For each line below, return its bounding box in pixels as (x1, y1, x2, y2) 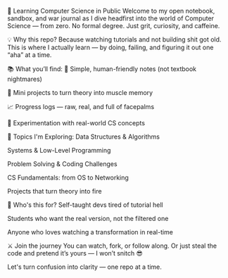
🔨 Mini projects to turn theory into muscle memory (7, 89, 153, 96)
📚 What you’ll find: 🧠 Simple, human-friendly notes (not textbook (7, 65, 197, 73)
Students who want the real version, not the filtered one (7, 215, 169, 222)
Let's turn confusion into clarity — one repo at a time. (7, 263, 162, 271)
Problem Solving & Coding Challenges (7, 160, 118, 168)
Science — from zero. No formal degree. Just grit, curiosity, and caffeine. (7, 22, 220, 30)
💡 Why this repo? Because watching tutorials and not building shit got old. (7, 35, 222, 44)
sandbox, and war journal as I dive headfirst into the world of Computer (7, 14, 215, 23)
